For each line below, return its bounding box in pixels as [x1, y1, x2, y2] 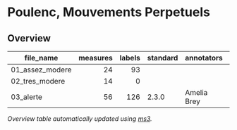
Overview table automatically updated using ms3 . [7, 115, 153, 123]
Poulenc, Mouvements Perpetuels [7, 4, 210, 20]
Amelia [184, 88, 208, 97]
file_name [24, 53, 59, 63]
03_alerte [11, 92, 42, 102]
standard [147, 53, 178, 63]
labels [119, 53, 141, 63]
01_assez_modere [11, 65, 72, 74]
